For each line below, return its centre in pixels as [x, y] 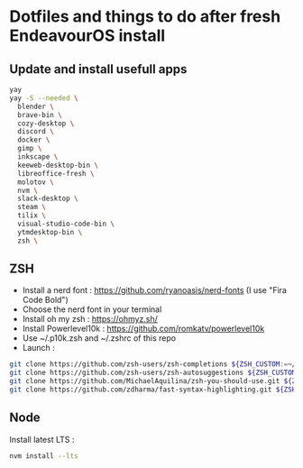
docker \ [34, 140]
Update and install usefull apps [98, 69]
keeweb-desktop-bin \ [58, 165]
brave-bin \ [40, 115]
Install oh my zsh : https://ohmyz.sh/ [90, 319]
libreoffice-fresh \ [56, 173]
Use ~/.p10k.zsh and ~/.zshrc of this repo [99, 338]
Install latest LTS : [42, 439]
